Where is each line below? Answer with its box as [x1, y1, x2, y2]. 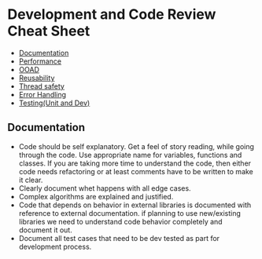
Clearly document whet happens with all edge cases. [18, 183, 191, 193]
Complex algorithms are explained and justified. [18, 192, 174, 201]
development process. [18, 242, 92, 251]
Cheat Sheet [7, 22, 90, 40]
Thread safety [18, 81, 65, 91]
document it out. [18, 225, 72, 235]
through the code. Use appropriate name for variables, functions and [18, 150, 242, 159]
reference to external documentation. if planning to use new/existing [18, 208, 242, 217]
